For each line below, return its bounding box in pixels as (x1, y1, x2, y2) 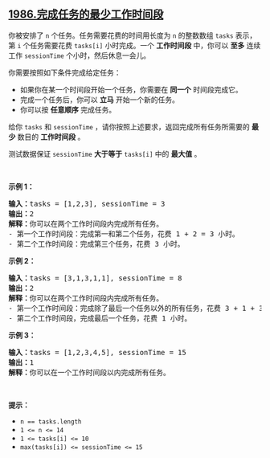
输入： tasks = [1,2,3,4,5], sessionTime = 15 (8, 348, 186, 357)
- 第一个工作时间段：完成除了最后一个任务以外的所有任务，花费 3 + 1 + (8, 304, 256, 313)
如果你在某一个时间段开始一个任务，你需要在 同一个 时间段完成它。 (19, 84, 243, 94)
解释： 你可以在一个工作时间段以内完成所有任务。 (8, 368, 170, 377)
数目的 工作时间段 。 (17, 132, 85, 141)
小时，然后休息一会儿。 (72, 51, 151, 60)
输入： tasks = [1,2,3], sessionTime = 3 (8, 199, 166, 208)
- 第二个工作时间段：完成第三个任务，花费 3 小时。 (8, 239, 185, 248)
